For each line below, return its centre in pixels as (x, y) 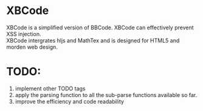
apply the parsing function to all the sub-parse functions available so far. (106, 95)
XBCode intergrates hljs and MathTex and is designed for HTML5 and (93, 40)
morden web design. (32, 47)
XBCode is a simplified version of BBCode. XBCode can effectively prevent (100, 27)
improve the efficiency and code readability (70, 101)
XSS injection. (24, 34)
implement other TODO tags (50, 88)
